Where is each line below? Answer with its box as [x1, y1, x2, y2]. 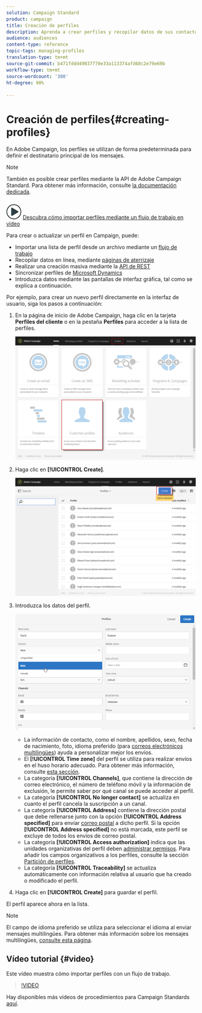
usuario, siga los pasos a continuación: [6, 300, 103, 308]
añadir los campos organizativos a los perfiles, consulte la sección [23, 851, 189, 859]
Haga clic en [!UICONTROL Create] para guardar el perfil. [14, 888, 158, 895]
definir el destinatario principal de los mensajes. [6, 152, 125, 159]
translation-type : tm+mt [6, 54, 69, 60]
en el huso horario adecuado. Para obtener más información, [23, 762, 175, 769]
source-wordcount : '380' [6, 73, 69, 80]
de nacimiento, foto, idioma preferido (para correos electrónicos [23, 742, 183, 749]
